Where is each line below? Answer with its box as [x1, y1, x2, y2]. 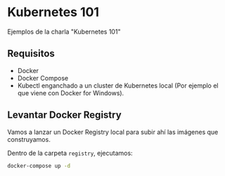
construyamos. [7, 135, 51, 144]
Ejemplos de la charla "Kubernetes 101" [7, 27, 121, 36]
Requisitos [7, 48, 55, 60]
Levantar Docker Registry [7, 109, 122, 121]
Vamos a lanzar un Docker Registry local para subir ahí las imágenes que [7, 128, 219, 136]
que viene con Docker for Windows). [17, 88, 124, 97]
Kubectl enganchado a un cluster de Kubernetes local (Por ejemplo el [17, 81, 219, 90]
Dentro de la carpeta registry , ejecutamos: [7, 149, 133, 157]
